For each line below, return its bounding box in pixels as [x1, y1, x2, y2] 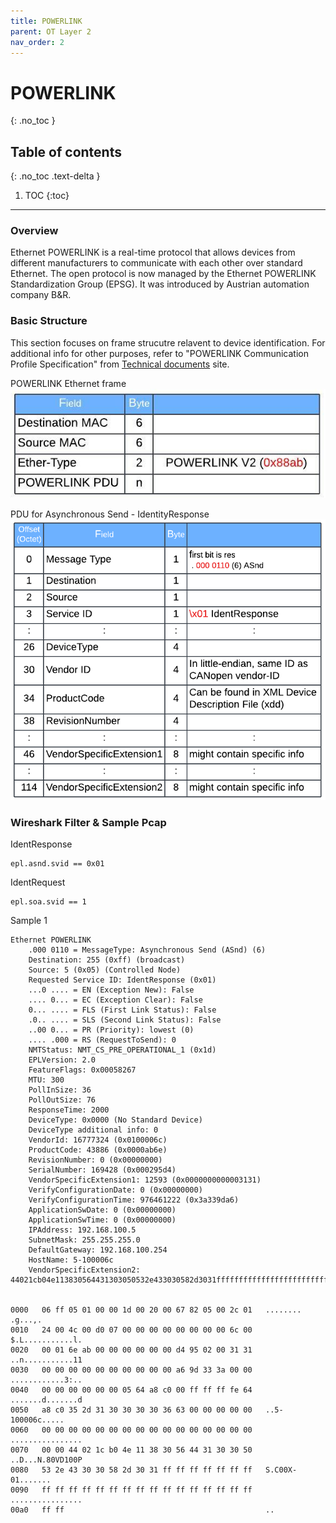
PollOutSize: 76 [28, 1095, 97, 1105]
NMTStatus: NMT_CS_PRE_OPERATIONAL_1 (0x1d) [28, 1045, 217, 1055]
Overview [10, 224, 59, 238]
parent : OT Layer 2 [10, 26, 92, 37]
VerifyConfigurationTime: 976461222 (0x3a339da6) [28, 1195, 240, 1205]
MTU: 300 [28, 1075, 65, 1085]
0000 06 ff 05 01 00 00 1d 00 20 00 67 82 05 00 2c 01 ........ [10, 1305, 302, 1315]
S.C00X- [265, 1465, 298, 1475]
